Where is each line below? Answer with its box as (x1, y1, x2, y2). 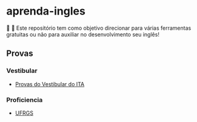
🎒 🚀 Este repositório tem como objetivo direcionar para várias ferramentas (6, 24, 192, 32)
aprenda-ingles (6, 4, 86, 18)
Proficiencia (6, 95, 43, 104)
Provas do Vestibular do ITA (15, 80, 85, 87)
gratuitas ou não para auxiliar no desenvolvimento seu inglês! (6, 30, 159, 38)
